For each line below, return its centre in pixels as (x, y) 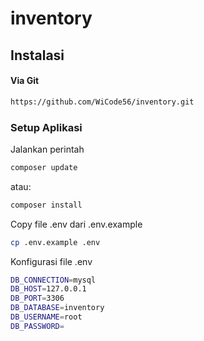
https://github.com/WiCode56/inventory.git (102, 102)
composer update (44, 167)
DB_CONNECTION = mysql (53, 280)
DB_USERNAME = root (46, 317)
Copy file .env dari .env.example (76, 224)
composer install (46, 205)
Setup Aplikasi (46, 127)
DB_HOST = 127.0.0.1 (48, 289)
